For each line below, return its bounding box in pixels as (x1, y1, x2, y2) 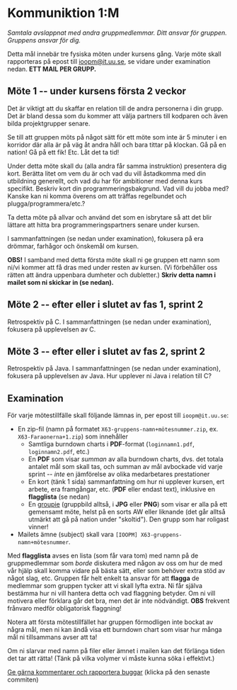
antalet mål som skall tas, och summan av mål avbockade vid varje (28, 463, 223, 471)
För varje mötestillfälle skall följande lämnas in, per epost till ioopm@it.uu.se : (7, 411, 229, 419)
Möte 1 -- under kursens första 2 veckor (7, 85, 186, 97)
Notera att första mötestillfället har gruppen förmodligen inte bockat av (7, 618, 214, 626)
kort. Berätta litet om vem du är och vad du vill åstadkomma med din (7, 169, 207, 178)
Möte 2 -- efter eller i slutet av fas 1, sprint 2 (7, 299, 204, 311)
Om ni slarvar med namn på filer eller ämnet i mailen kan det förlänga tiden (7, 647, 225, 655)
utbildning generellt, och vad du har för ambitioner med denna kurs (7, 176, 203, 185)
